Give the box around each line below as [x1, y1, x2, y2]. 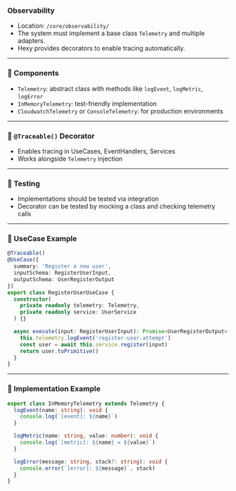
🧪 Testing [7, 178, 41, 188]
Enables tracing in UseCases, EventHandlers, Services [17, 147, 176, 155]
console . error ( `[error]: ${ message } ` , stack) [20, 464, 156, 472]
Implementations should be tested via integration [17, 194, 159, 203]
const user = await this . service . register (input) [20, 341, 169, 348]
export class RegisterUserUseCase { [7, 289, 114, 296]
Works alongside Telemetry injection [17, 154, 123, 163]
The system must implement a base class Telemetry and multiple [17, 29, 205, 37]
